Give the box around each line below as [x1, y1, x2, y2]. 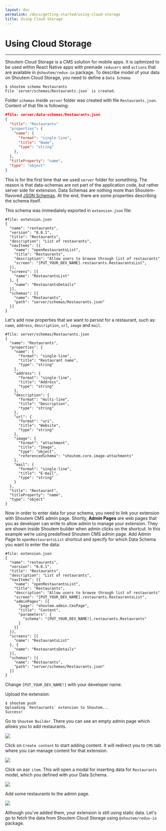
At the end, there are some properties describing [57, 192, 157, 199]
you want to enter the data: [5, 542, 60, 548]
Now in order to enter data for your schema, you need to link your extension [5, 510, 160, 516]
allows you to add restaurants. [5, 723, 67, 729]
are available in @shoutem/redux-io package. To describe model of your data [5, 69, 160, 75]
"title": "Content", [18, 608, 61, 613]
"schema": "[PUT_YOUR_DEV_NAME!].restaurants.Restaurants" [23, 616, 147, 621]
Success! [5, 709, 23, 714]
